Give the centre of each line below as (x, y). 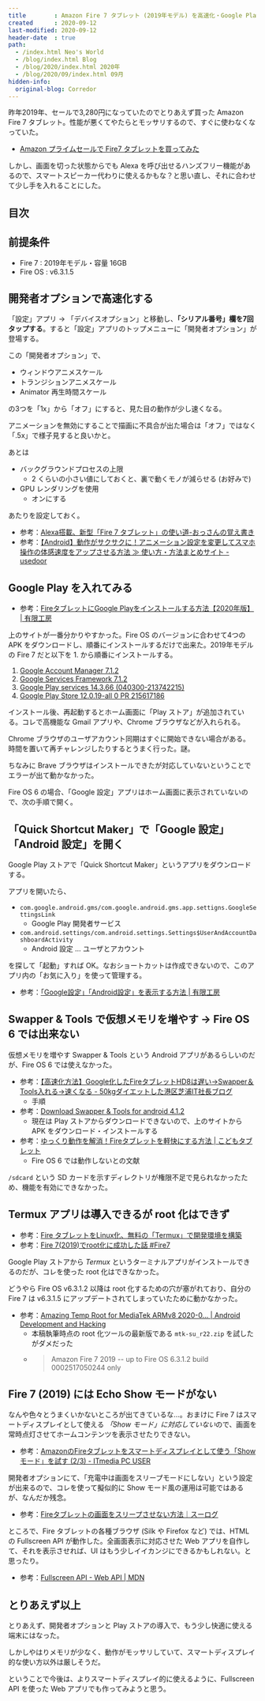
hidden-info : (30, 81)
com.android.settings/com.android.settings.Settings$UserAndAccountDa (138, 933)
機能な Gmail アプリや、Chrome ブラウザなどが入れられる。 (147, 722)
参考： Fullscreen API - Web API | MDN (82, 1578)
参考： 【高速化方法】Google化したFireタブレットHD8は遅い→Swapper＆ (137, 1081)
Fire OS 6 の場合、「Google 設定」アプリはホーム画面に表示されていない (125, 792)
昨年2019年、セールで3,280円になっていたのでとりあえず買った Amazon (126, 112)
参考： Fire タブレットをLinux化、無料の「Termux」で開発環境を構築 (131, 1235)
